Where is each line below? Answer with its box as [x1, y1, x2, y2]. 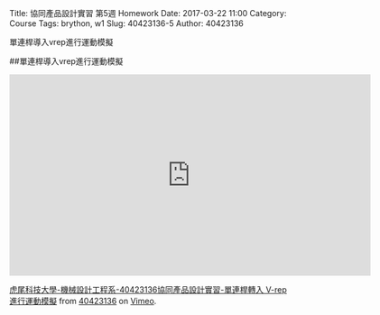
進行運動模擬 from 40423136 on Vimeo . [9, 296, 157, 306]
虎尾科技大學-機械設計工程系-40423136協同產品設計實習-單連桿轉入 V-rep [9, 284, 287, 295]
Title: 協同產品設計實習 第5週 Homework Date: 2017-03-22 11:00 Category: [9, 8, 287, 18]
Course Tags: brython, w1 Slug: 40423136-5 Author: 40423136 [9, 18, 244, 29]
